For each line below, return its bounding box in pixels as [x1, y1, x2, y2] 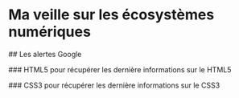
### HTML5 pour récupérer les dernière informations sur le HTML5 [8, 64, 232, 74]
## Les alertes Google [8, 49, 82, 59]
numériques [8, 22, 91, 41]
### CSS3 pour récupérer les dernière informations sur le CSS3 [8, 80, 220, 90]
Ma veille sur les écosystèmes [8, 6, 215, 24]
